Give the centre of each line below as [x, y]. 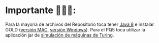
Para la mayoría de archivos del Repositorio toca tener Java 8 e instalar [80, 24]
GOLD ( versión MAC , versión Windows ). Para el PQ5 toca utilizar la [75, 29]
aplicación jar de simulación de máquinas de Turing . [60, 35]
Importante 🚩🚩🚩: [41, 10]
